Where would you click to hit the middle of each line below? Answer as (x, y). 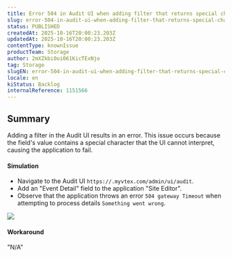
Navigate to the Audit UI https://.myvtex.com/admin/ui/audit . (105, 181)
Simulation (23, 166)
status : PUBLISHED (33, 26)
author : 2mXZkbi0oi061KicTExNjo (54, 59)
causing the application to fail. (50, 150)
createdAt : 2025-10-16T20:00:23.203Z (61, 33)
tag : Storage (26, 65)
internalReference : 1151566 (48, 91)
